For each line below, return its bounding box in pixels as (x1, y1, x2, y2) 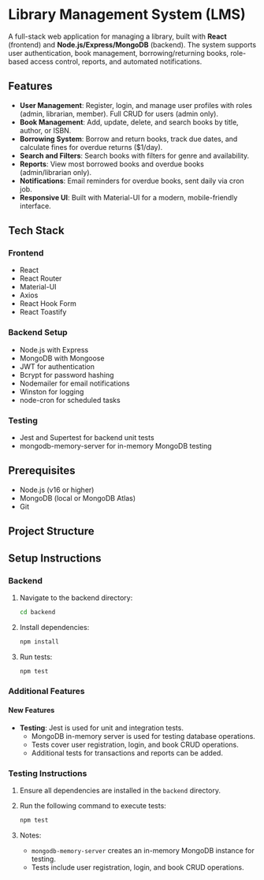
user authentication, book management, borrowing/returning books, (8, 48, 229, 58)
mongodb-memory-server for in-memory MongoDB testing (19, 442, 212, 451)
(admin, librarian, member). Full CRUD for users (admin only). (19, 109, 219, 118)
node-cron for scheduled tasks (19, 395, 121, 405)
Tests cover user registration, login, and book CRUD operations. (31, 740, 239, 749)
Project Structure (8, 524, 95, 538)
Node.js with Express (19, 345, 89, 354)
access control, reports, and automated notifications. (30, 57, 203, 66)
